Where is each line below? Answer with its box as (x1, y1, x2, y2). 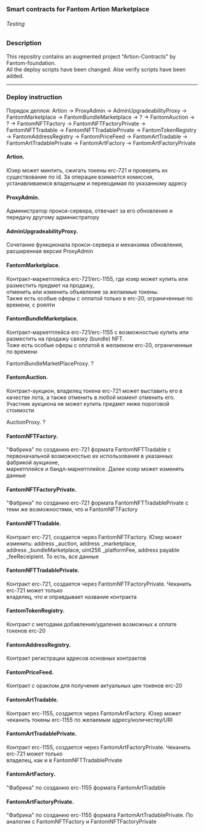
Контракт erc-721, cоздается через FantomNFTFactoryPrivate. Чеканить (6, 580, 192, 587)
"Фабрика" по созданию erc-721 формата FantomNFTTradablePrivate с (6, 499, 189, 507)
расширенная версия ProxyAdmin (6, 247, 93, 255)
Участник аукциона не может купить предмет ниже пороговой (6, 400, 170, 408)
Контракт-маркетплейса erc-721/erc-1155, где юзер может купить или (6, 275, 188, 282)
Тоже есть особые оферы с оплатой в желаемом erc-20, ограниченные (6, 341, 192, 348)
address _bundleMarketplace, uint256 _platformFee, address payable (6, 546, 180, 553)
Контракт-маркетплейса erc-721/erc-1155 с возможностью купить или (6, 328, 189, 336)
